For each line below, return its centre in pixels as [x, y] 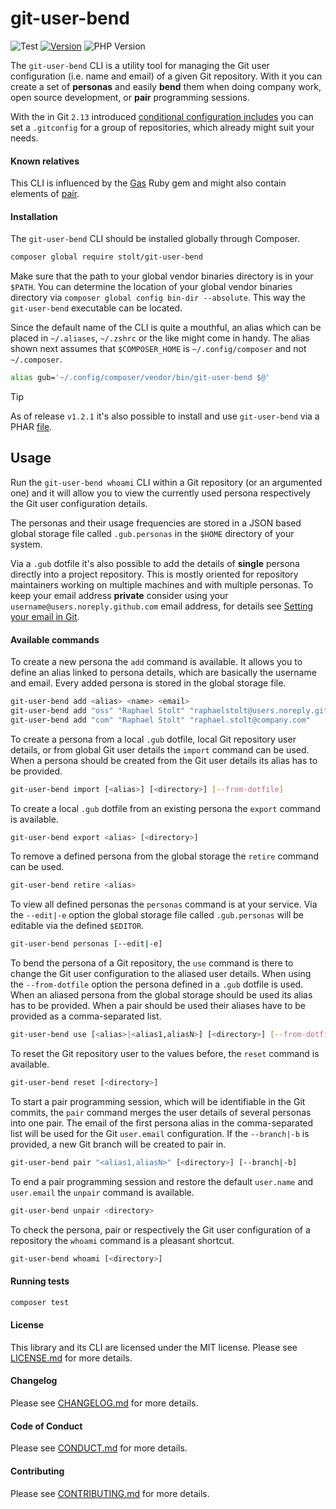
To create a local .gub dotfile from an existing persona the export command [166, 808]
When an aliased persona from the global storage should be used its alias [161, 995]
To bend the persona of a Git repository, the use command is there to [152, 963]
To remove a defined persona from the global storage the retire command [165, 856]
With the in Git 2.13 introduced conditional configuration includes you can [162, 116]
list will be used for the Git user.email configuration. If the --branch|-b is [160, 1133]
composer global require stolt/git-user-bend [106, 257]
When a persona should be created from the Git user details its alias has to [164, 760]
